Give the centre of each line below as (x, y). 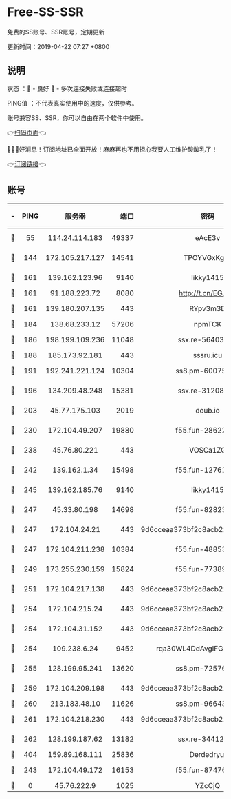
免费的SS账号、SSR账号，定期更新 (56, 32)
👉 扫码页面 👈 (27, 132)
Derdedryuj (208, 754)
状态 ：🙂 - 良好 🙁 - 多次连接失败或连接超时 (67, 88)
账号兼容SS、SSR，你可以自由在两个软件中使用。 (77, 117)
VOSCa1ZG (208, 450)
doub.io (208, 410)
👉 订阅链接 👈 (27, 164)
